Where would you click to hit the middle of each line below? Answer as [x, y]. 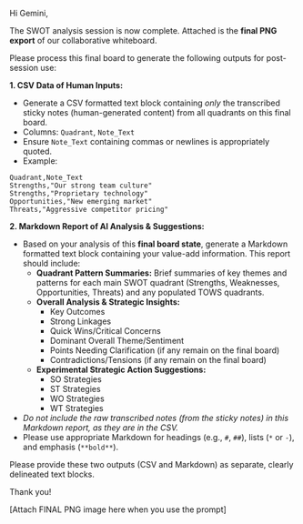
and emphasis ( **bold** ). [71, 447]
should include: [51, 263]
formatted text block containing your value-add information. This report [157, 253]
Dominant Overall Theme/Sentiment [117, 341]
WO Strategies [77, 398]
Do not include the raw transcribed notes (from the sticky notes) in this [156, 418]
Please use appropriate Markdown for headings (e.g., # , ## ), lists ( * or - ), [158, 437]
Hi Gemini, [29, 13]
